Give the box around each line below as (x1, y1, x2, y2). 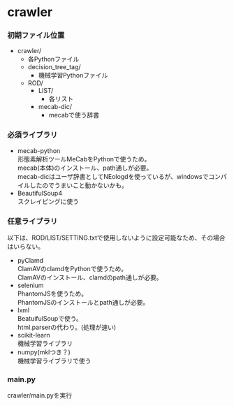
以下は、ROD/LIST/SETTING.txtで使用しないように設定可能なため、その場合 (7, 233, 226, 242)
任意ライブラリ (7, 216, 58, 226)
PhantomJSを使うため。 (17, 289, 88, 298)
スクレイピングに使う (17, 197, 79, 205)
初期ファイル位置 (7, 31, 65, 41)
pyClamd (17, 256, 44, 265)
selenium (17, 281, 44, 290)
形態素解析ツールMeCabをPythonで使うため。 (17, 154, 151, 163)
